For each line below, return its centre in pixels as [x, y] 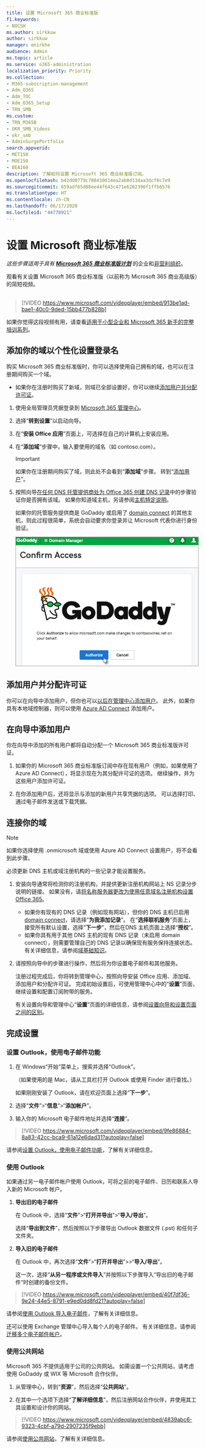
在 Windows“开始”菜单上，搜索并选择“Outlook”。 [77, 1066]
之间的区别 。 [31, 1012]
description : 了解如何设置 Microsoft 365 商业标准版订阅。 [76, 174]
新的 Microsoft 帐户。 [38, 1189]
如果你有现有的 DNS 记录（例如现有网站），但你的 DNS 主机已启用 [107, 912]
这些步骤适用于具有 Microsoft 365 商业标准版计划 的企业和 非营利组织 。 [96, 263]
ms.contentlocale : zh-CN [38, 200]
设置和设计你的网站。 [47, 1407]
